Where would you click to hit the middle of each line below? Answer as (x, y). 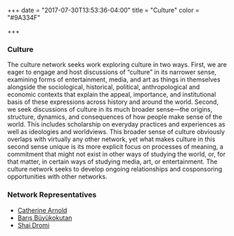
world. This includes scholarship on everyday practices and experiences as (116, 124)
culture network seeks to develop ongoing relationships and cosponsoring (115, 169)
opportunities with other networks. (57, 177)
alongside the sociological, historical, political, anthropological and (104, 87)
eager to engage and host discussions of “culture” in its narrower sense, (112, 72)
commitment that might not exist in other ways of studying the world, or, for (117, 155)
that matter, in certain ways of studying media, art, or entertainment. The (112, 162)
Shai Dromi (33, 225)
